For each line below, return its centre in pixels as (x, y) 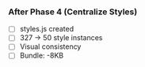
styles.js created (47, 29)
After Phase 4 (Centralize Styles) (73, 12)
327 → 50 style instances (61, 38)
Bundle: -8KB (42, 56)
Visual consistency (50, 47)
